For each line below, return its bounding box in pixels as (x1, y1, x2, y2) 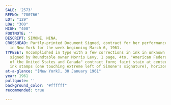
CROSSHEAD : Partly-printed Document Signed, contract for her (5, 41, 140, 46)
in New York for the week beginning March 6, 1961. (10, 45, 122, 50)
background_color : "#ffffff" (5, 83, 67, 88)
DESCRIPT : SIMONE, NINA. (5, 36, 58, 41)
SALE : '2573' (5, 7, 33, 13)
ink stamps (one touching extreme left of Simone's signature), (10, 64, 149, 69)
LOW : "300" (5, 21, 28, 27)
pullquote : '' (5, 78, 36, 83)
